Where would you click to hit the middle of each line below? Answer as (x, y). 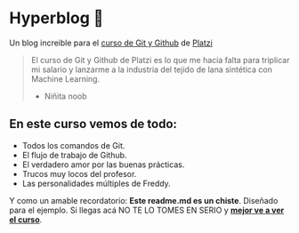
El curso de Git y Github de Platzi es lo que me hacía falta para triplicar (160, 60)
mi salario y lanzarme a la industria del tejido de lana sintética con (152, 69)
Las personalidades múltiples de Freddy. (96, 183)
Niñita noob (65, 96)
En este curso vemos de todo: (93, 124)
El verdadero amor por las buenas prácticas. (103, 165)
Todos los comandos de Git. (73, 145)
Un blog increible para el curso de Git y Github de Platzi (111, 43)
